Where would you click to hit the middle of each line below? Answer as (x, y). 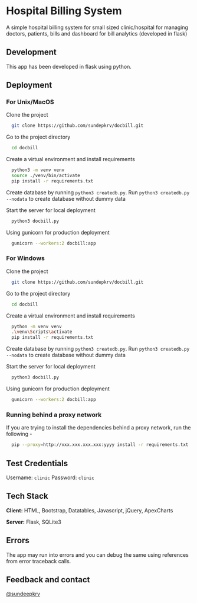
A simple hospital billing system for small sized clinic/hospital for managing (97, 27)
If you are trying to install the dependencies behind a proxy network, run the (98, 428)
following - (19, 434)
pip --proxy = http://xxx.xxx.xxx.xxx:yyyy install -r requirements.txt (100, 445)
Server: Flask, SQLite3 (34, 522)
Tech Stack (27, 496)
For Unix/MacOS (30, 102)
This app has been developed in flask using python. (69, 66)
